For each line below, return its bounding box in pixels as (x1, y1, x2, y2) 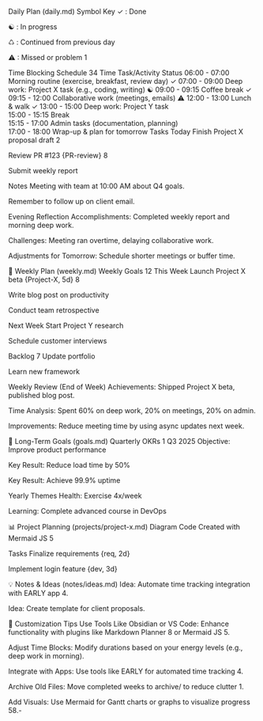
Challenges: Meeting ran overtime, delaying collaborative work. (8, 236, 214, 245)
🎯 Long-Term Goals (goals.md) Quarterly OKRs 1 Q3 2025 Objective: (8, 437, 231, 446)
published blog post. (8, 391, 75, 400)
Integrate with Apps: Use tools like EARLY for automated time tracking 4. (8, 666, 243, 676)
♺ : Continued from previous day (8, 37, 116, 47)
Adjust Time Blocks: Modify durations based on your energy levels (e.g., (8, 643, 243, 652)
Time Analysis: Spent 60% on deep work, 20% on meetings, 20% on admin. (8, 406, 256, 415)
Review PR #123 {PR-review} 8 (8, 150, 108, 160)
